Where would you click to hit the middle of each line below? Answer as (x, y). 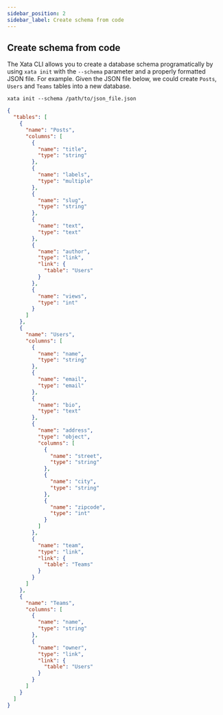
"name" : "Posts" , (50, 130)
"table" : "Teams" (69, 564)
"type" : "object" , (64, 437)
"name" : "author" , (64, 252)
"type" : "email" (61, 386)
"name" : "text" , (61, 226)
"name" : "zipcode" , (78, 507)
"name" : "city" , (73, 482)
